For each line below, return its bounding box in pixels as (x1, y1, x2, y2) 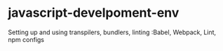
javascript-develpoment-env (8, 5, 180, 21)
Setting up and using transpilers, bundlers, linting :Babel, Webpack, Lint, (8, 28, 217, 36)
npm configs (8, 35, 45, 43)
